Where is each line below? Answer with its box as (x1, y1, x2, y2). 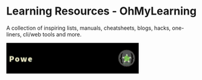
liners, (6, 30, 22, 38)
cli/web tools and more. (22, 30, 82, 38)
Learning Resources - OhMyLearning (6, 4, 197, 18)
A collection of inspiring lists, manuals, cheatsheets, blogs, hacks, (6, 24, 171, 32)
